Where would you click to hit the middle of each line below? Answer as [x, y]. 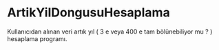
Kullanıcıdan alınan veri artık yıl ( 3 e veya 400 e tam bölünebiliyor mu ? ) [110, 32]
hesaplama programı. [37, 38]
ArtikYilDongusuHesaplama [88, 13]
